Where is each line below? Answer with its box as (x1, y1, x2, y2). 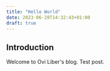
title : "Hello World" (6, 8, 61, 15)
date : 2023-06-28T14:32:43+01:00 (6, 14, 91, 20)
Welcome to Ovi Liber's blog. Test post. (6, 58, 105, 66)
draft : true (6, 20, 36, 26)
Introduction (6, 42, 54, 52)
